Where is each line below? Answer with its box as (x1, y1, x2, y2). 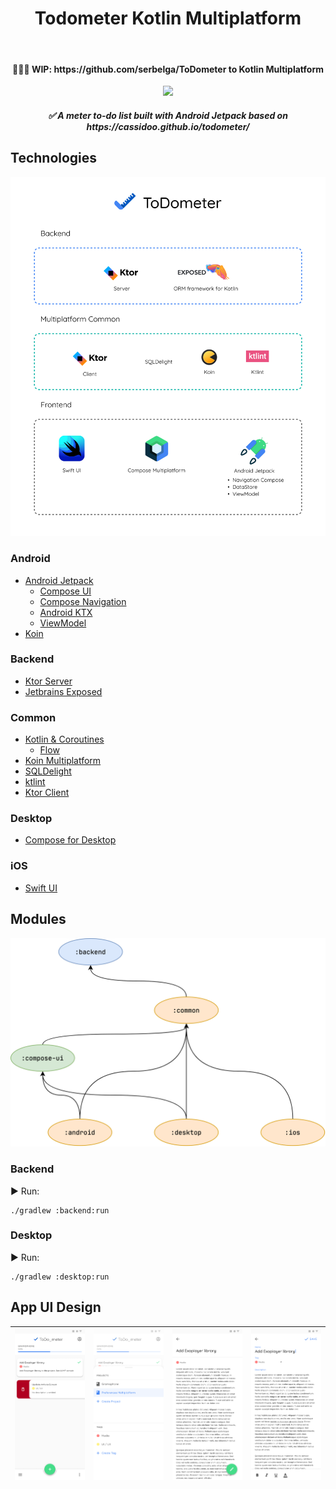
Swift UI (24, 882, 58, 894)
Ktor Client (24, 787, 70, 799)
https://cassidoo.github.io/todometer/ (86, 120, 250, 132)
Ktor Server (24, 675, 73, 687)
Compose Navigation (39, 595, 127, 607)
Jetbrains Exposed (24, 685, 103, 697)
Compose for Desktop (24, 834, 117, 846)
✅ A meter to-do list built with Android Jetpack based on (48, 109, 288, 121)
